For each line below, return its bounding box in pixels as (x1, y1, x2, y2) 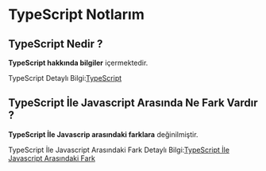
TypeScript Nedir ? (8, 37, 103, 51)
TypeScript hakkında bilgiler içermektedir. (8, 58, 148, 67)
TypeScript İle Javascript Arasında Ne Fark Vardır (8, 97, 258, 110)
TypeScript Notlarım (8, 6, 145, 24)
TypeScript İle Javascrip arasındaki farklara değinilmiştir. (8, 129, 199, 139)
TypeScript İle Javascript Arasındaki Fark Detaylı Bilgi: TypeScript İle (8, 145, 230, 154)
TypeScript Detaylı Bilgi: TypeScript (8, 74, 122, 82)
